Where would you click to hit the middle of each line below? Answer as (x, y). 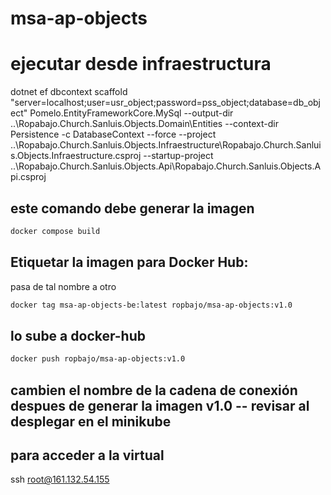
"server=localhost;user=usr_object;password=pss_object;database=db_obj (165, 103)
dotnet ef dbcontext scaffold (69, 92)
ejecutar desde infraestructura (141, 64)
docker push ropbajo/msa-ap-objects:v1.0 (98, 359)
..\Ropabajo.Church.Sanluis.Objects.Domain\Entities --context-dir (144, 124)
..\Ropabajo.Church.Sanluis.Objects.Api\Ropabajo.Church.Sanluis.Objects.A (166, 166)
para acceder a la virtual (87, 455)
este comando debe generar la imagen (132, 208)
